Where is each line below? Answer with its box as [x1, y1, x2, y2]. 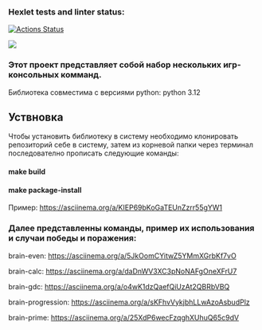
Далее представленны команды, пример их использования [8, 222, 255, 234]
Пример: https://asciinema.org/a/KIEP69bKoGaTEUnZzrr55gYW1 [8, 202, 223, 213]
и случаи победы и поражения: [8, 233, 137, 244]
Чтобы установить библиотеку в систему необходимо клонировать [8, 132, 239, 141]
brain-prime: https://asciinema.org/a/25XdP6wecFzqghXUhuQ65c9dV [8, 312, 240, 322]
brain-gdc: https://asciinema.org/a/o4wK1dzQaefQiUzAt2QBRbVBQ [8, 281, 230, 291]
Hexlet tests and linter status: [8, 6, 125, 18]
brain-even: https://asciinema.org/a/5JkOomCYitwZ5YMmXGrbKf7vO [8, 250, 237, 261]
